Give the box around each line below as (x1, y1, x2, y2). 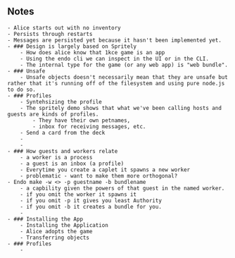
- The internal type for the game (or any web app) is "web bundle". (20, 61, 229, 68)
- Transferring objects (20, 234, 90, 241)
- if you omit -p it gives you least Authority (20, 197, 162, 204)
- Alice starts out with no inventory (7, 24, 121, 31)
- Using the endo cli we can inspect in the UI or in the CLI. (20, 55, 210, 62)
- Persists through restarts (7, 30, 93, 37)
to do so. (7, 86, 37, 93)
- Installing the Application (20, 221, 109, 228)
